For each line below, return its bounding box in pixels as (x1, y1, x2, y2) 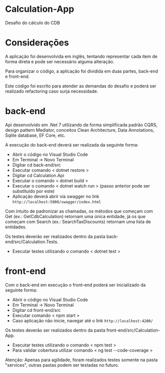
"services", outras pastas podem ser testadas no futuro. (5, 362, 120, 368)
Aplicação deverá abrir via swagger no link (12, 193, 100, 199)
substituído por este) (12, 188, 55, 194)
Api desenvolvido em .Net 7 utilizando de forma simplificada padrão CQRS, (5, 122, 158, 128)
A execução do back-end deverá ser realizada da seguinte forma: (5, 142, 139, 148)
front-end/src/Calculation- (106, 327, 161, 333)
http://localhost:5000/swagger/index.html (12, 199, 101, 204)
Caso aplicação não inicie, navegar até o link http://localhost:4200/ (12, 317, 153, 324)
